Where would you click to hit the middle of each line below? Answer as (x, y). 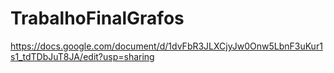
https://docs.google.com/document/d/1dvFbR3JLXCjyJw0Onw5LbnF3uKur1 (166, 46)
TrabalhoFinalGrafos (97, 18)
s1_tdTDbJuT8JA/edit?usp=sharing (82, 56)
